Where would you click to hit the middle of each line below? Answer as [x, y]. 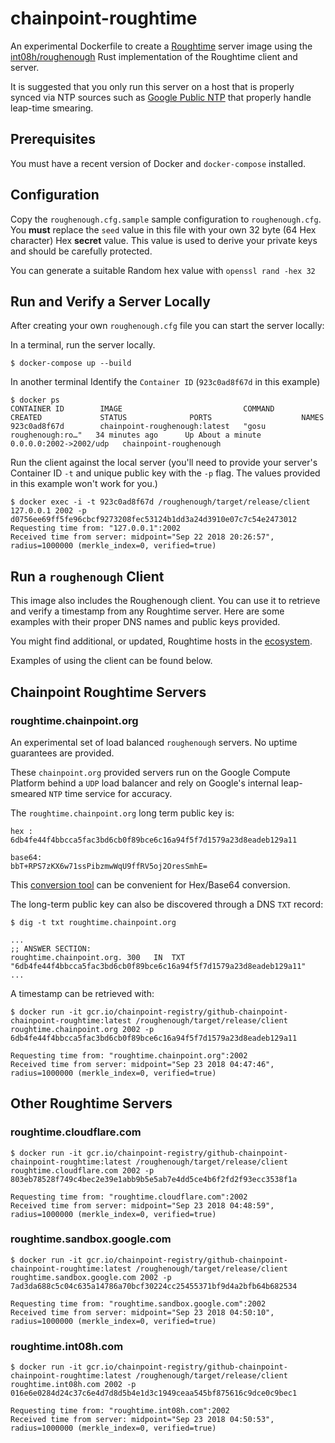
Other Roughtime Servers [91, 1103]
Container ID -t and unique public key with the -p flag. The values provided [165, 473]
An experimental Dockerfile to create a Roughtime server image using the [161, 46]
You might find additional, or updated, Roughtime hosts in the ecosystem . [161, 641]
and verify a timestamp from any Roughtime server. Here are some [147, 611]
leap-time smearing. [52, 108]
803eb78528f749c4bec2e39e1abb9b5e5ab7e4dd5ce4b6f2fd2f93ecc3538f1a [154, 1179]
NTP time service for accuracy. [110, 793]
